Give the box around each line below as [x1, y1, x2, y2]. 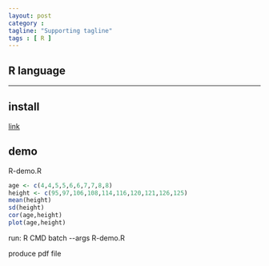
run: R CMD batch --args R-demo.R [8, 233, 126, 243]
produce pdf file [8, 248, 62, 258]
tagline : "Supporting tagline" [8, 26, 113, 34]
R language [8, 63, 66, 77]
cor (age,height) [8, 212, 62, 220]
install [8, 100, 40, 114]
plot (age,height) [8, 219, 66, 227]
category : [8, 19, 45, 27]
